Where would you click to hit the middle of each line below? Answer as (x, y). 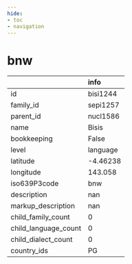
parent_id (26, 116)
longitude (26, 172)
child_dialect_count (42, 240)
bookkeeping (32, 139)
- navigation (26, 26)
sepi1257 (103, 105)
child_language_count (46, 228)
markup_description (43, 206)
